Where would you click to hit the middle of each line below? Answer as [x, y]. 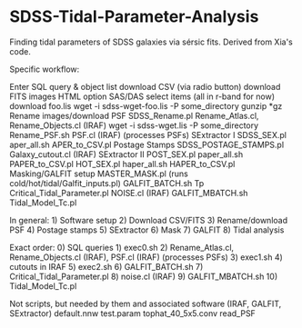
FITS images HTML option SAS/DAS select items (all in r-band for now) [142, 96]
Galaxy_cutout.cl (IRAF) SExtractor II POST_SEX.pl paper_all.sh [126, 154]
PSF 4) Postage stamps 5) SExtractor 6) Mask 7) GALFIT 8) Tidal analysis [147, 230]
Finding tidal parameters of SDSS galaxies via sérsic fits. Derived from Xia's [151, 42]
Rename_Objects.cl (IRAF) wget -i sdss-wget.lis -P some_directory [134, 125]
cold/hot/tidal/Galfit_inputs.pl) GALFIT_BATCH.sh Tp [107, 183]
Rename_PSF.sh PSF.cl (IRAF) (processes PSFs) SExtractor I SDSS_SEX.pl [148, 134]
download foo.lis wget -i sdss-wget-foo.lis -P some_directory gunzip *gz [146, 105]
